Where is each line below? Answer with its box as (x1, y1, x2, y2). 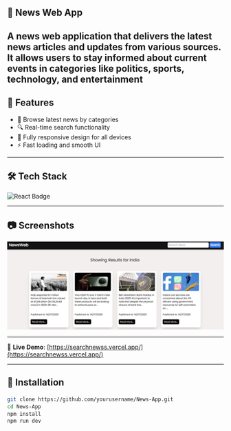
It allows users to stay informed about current (7, 52, 208, 63)
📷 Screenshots (7, 219, 74, 231)
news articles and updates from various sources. (7, 41, 221, 52)
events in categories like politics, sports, (7, 63, 184, 74)
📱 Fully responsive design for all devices (16, 132, 132, 141)
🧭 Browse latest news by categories (16, 115, 119, 123)
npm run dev (7, 418, 41, 425)
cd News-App (7, 403, 41, 410)
